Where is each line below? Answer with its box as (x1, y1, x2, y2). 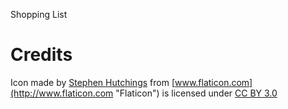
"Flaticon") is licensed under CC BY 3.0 (115, 87, 278, 99)
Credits (10, 44, 73, 66)
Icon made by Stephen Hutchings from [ (10, 76, 175, 88)
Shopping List (10, 9, 68, 20)
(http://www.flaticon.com (10, 87, 114, 99)
